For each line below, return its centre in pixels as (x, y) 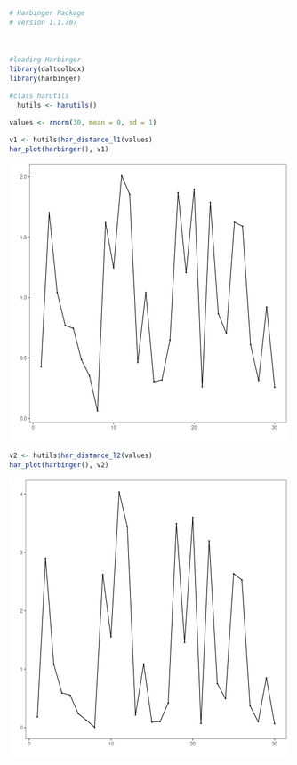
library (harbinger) (45, 79)
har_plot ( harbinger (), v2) (59, 465)
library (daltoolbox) (48, 69)
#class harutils (39, 96)
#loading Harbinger (45, 60)
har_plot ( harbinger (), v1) (59, 149)
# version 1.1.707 (43, 22)
